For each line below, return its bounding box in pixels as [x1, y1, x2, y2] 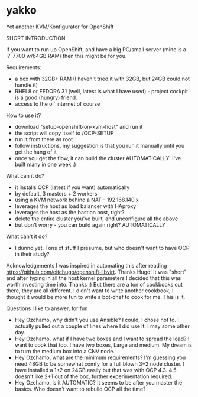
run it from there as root [14, 135, 73, 142]
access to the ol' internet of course [14, 100, 100, 107]
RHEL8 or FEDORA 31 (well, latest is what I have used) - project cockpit [14, 87, 188, 95]
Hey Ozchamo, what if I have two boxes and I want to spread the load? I [14, 335, 190, 342]
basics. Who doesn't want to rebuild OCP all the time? [14, 385, 146, 392]
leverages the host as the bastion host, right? [14, 209, 125, 216]
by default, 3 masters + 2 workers [14, 190, 98, 197]
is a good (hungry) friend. [14, 94, 78, 101]
